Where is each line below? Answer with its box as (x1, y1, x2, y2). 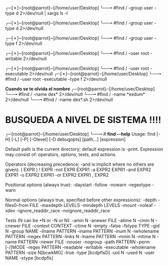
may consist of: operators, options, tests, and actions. (5, 151, 117, 157)
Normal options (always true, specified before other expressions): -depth (5, 197, 157, 203)
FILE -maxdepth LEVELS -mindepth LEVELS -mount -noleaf (29, 202, 153, 208)
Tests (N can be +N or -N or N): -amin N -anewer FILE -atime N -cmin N (5, 217, 154, 223)
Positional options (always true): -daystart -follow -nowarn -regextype (5, 182, 151, 188)
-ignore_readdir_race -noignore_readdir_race (16, 207, 110, 214)
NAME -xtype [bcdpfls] (5, 255, 54, 261)
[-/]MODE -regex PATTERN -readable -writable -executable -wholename (5, 244, 156, 250)
